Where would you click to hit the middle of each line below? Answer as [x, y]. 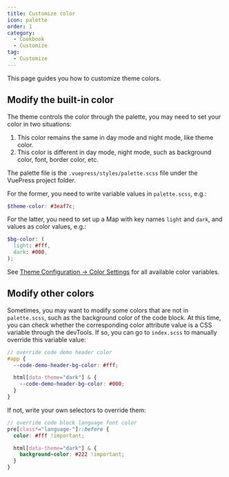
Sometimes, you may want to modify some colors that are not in [98, 310]
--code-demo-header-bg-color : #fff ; [66, 365]
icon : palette [28, 20]
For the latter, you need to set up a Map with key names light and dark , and [115, 219]
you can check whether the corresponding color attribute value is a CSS [110, 325]
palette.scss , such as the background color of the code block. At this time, [114, 317]
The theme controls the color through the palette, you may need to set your [114, 116]
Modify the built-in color [60, 100]
